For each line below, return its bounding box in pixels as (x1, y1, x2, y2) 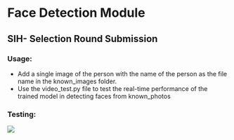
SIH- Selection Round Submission (7, 33, 158, 45)
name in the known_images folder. (17, 77, 117, 85)
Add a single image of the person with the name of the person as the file (17, 69, 227, 78)
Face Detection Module (7, 5, 145, 21)
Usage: (7, 54, 33, 64)
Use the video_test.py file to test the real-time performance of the (17, 84, 208, 92)
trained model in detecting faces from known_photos (17, 92, 171, 100)
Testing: (7, 109, 37, 119)
